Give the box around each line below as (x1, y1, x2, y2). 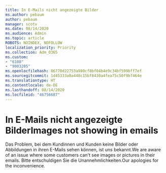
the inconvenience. (5, 163, 46, 169)
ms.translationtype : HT (5, 78, 56, 83)
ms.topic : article (5, 36, 44, 41)
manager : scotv (5, 21, 38, 27)
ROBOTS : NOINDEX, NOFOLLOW (5, 40, 62, 46)
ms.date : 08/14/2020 (5, 26, 49, 31)
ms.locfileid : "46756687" (5, 92, 60, 97)
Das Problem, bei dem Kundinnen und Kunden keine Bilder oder (5, 141, 139, 147)
